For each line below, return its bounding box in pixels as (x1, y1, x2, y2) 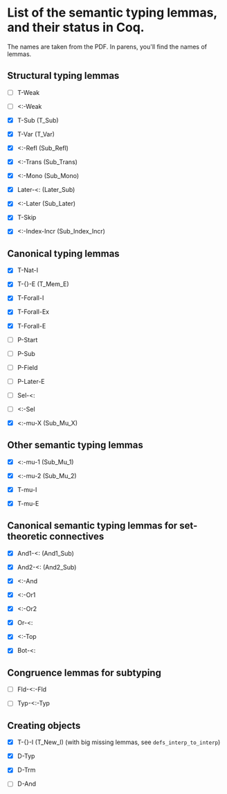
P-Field (17, 363, 38, 371)
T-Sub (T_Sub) (17, 116, 59, 124)
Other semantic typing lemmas (7, 439, 143, 451)
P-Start (17, 335, 38, 344)
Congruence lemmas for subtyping (7, 667, 161, 678)
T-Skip (17, 213, 37, 222)
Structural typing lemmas (7, 70, 120, 82)
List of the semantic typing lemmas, (7, 5, 218, 21)
